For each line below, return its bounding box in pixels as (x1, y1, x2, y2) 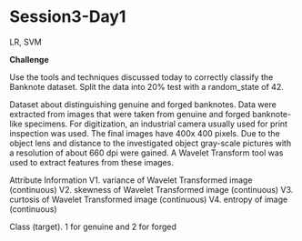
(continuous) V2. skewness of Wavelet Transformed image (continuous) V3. (9, 184, 294, 195)
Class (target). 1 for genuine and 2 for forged (9, 221, 177, 232)
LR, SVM (9, 36, 43, 47)
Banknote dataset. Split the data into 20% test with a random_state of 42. (9, 81, 284, 92)
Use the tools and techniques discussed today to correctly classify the (9, 71, 274, 83)
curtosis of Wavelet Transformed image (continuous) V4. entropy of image (9, 194, 288, 205)
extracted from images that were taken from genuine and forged (9, 108, 251, 119)
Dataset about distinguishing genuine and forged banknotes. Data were (9, 98, 277, 110)
